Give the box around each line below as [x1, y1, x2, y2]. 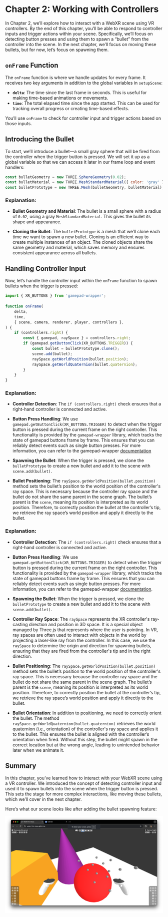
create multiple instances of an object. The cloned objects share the [12, 239, 153, 245]
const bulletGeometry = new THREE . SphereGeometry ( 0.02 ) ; [5, 174, 126, 180]
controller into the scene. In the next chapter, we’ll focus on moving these [5, 41, 156, 47]
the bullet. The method [12, 715, 59, 721]
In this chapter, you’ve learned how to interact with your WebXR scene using [5, 775, 162, 781]
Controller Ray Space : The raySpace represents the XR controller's [12, 616, 150, 622]
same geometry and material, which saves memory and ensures [12, 244, 145, 251]
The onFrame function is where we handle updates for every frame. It [5, 74, 146, 81]
